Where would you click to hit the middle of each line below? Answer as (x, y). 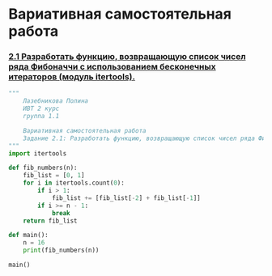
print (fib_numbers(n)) (61, 251)
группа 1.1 (41, 117)
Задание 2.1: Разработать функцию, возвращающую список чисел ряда (139, 138)
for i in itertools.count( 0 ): (74, 183)
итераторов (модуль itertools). (72, 77)
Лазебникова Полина (56, 101)
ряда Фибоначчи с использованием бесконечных (112, 67)
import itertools (38, 153)
